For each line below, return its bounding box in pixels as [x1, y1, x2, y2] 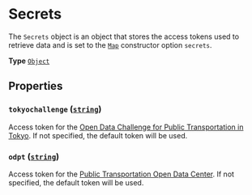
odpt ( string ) [8, 150, 59, 162]
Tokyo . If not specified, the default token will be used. [8, 130, 188, 140]
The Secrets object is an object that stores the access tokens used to [8, 32, 240, 41]
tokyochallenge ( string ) [8, 104, 102, 115]
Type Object [8, 56, 50, 66]
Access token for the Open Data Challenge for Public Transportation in [8, 122, 244, 132]
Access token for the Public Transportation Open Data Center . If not [8, 169, 235, 179]
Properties [8, 79, 63, 93]
